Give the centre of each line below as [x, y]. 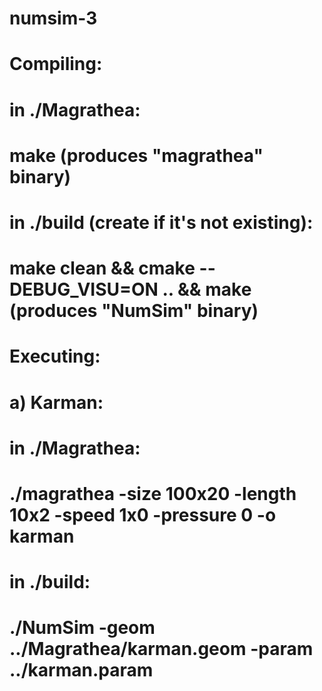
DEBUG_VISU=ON [84, 289]
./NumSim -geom [82, 628]
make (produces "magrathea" [136, 155]
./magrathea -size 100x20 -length [153, 493]
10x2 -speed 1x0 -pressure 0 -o [143, 514]
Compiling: [56, 64]
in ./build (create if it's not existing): [161, 222]
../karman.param [81, 670]
